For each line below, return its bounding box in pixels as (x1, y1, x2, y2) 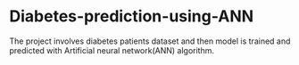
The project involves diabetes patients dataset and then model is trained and (9, 36, 291, 46)
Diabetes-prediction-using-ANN (9, 6, 254, 27)
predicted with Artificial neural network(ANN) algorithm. (9, 45, 215, 55)
